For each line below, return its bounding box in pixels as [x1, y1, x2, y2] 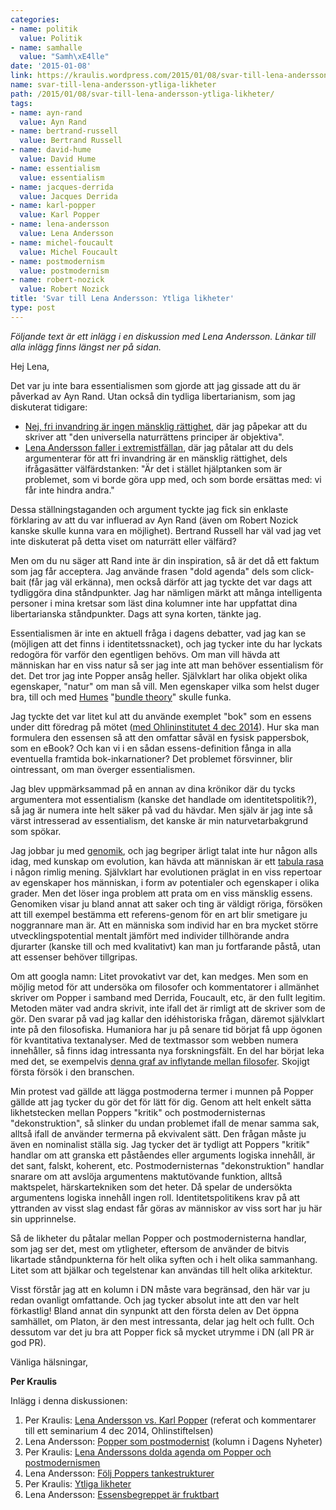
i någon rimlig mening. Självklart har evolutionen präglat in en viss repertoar [10, 866, 322, 878]
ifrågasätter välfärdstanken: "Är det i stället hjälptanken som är [24, 462, 283, 475]
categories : [10, 14, 60, 25]
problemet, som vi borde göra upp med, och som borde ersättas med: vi [24, 473, 322, 485]
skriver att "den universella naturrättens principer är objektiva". [24, 431, 285, 443]
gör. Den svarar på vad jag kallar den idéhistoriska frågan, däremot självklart [10, 1012, 325, 1025]
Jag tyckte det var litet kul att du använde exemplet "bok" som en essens [10, 710, 312, 722]
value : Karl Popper [19, 210, 101, 220]
